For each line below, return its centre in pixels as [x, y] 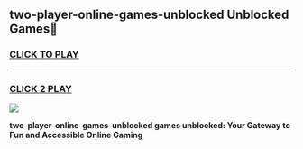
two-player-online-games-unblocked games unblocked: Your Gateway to [150, 125]
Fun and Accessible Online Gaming [76, 135]
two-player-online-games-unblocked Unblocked [149, 15]
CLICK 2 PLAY [41, 88]
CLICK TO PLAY [44, 55]
